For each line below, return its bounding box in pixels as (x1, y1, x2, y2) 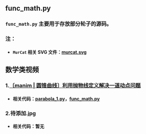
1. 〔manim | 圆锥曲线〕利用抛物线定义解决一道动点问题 (5, 82, 141, 89)
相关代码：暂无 (12, 123, 44, 129)
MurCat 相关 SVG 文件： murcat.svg (12, 49, 87, 55)
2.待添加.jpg (5, 109, 36, 117)
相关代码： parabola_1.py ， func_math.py (12, 96, 100, 102)
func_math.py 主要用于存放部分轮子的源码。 (5, 20, 112, 28)
